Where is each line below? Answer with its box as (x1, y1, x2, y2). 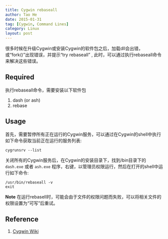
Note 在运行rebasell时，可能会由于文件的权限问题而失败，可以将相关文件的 (5, 194, 161, 200)
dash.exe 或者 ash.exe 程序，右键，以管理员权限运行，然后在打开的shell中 (5, 163, 159, 169)
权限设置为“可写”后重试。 (5, 200, 58, 206)
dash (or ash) (12, 97, 41, 103)
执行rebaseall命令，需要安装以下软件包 (5, 87, 87, 93)
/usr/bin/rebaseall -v (5, 180, 53, 185)
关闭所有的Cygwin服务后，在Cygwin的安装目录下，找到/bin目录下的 (5, 157, 146, 163)
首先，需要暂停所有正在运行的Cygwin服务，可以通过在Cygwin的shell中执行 (5, 131, 161, 137)
